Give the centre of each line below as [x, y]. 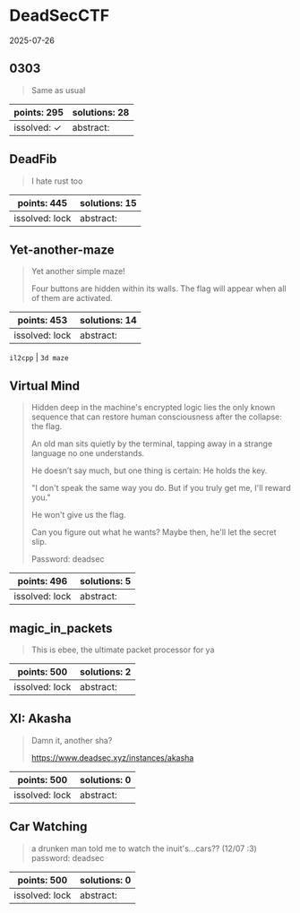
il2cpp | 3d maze [39, 357]
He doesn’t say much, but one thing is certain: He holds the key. [149, 470]
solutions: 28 [101, 112]
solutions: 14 [108, 321]
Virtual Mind [45, 386]
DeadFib [33, 159]
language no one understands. [88, 453]
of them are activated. [72, 298]
